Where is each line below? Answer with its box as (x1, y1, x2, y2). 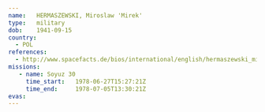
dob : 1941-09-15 (8, 26, 73, 34)
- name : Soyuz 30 (18, 70, 77, 78)
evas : (8, 92, 26, 100)
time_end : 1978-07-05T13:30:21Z (25, 84, 147, 93)
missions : (8, 63, 41, 71)
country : (8, 33, 37, 42)
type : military (8, 19, 65, 27)
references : (8, 48, 47, 56)
